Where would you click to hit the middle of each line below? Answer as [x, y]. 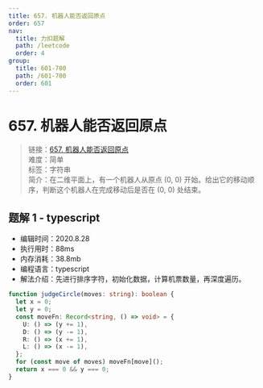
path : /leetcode [43, 46]
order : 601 [34, 83]
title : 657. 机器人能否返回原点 [57, 16]
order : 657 [27, 23]
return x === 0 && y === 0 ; [63, 369]
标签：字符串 [49, 169]
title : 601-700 [41, 69]
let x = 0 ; [34, 302]
